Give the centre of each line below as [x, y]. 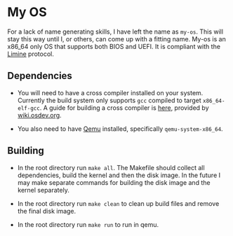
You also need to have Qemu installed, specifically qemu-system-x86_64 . [120, 129]
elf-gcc [28, 108]
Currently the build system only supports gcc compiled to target [109, 100]
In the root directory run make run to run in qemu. [88, 224]
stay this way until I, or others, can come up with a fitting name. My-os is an [116, 39]
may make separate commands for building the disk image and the [114, 182]
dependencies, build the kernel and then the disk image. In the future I [119, 175]
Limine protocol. [31, 54]
